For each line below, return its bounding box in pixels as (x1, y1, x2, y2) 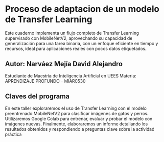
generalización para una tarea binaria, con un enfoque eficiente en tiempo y (5, 40, 158, 46)
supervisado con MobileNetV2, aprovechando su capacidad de (5, 35, 133, 41)
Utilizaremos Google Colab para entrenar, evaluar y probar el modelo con (5, 116, 153, 121)
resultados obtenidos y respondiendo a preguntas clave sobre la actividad (5, 126, 155, 132)
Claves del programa (5, 92, 70, 101)
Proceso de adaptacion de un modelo (5, 3, 160, 15)
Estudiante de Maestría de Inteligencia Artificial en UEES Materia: (5, 72, 137, 79)
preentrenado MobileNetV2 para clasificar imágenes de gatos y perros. (5, 110, 149, 116)
